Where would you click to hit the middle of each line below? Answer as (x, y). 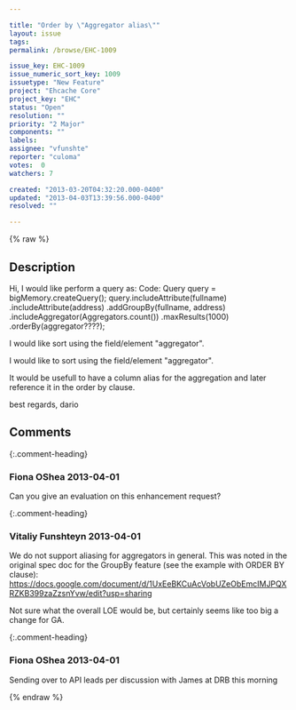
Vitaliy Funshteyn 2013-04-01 (75, 536)
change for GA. (37, 620)
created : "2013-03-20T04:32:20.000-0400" (87, 189)
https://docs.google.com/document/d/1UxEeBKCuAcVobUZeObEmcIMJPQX (148, 584)
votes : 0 (27, 165)
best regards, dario (44, 404)
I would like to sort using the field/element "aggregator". (112, 360)
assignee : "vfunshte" (49, 149)
